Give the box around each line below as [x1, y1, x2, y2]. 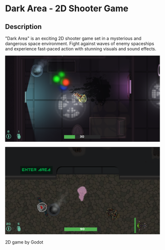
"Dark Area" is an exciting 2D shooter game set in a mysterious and [5, 35, 141, 41]
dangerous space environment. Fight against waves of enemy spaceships [5, 41, 155, 47]
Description [5, 23, 42, 31]
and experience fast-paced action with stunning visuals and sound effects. [5, 46, 157, 51]
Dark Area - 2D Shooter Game [5, 3, 129, 14]
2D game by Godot [5, 239, 43, 245]
